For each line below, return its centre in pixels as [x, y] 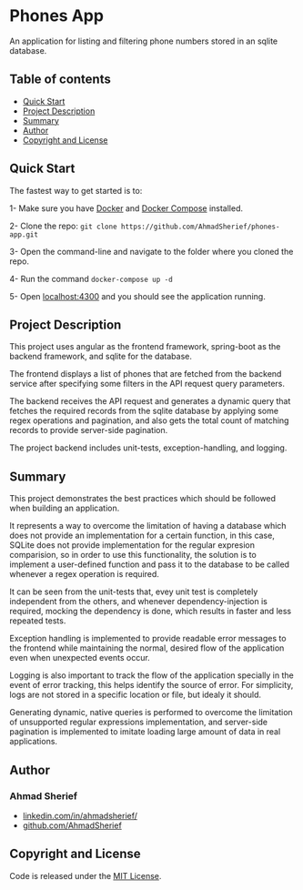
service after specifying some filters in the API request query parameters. [147, 384]
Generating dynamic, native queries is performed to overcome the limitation [151, 713]
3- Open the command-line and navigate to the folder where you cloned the [151, 251]
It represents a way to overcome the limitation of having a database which [148, 526]
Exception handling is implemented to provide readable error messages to [148, 639]
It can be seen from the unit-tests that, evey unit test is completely [134, 592]
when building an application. [65, 508]
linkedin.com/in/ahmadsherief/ [80, 815]
